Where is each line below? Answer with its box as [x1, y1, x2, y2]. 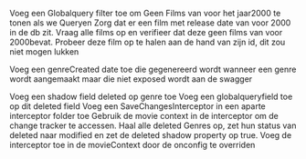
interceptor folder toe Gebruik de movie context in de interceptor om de [9, 111, 279, 121]
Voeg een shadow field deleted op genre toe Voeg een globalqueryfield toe [9, 91, 293, 102]
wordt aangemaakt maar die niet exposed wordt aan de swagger [9, 74, 253, 84]
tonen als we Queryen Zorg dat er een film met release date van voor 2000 [9, 17, 291, 28]
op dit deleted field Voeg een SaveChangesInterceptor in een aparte [9, 101, 267, 112]
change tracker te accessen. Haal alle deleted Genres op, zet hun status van [9, 120, 297, 131]
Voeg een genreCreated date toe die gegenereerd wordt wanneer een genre [9, 64, 297, 75]
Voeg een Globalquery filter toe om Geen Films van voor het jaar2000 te [9, 8, 281, 18]
